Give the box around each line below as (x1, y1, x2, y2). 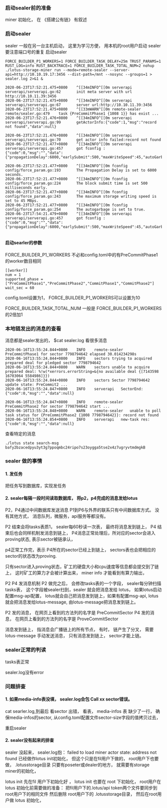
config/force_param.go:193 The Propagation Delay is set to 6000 (5, 168, 157, 173)
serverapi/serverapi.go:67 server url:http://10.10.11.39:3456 (5, 102, 153, 108)
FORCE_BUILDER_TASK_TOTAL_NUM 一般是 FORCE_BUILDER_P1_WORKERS (5, 305, 162, 311)
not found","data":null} (5, 124, 57, 129)
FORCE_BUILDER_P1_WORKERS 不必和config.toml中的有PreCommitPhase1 (5, 251, 158, 257)
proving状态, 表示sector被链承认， (5, 536, 76, 542)
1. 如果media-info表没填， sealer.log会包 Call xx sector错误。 (5, 696, 133, 702)
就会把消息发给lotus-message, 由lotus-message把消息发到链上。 (5, 599, 139, 605)
